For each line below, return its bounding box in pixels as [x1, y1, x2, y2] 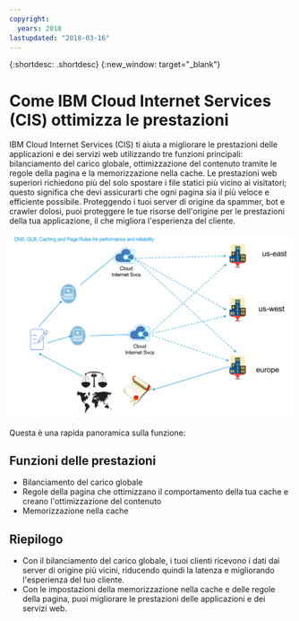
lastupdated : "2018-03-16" [9, 33, 110, 42]
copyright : [9, 14, 50, 23]
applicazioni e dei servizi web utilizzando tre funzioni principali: [9, 149, 243, 160]
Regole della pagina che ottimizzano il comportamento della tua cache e [21, 486, 289, 497]
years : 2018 [17, 23, 63, 33]
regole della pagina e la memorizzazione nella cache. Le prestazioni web [9, 168, 278, 179]
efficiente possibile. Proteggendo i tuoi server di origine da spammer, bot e [9, 197, 286, 207]
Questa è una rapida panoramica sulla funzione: [9, 427, 186, 438]
